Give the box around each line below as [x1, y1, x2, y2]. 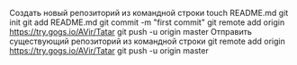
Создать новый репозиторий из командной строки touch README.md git [9, 8, 289, 18]
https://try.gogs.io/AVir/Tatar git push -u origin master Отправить [9, 27, 252, 37]
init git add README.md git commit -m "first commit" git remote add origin [9, 17, 285, 28]
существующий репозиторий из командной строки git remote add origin [9, 36, 285, 46]
